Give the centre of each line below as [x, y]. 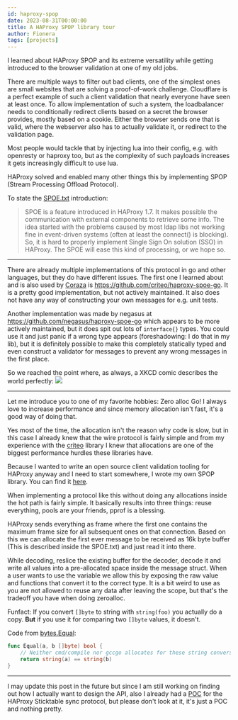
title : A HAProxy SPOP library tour [61, 27]
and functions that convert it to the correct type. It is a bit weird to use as [114, 583]
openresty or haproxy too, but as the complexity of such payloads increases [119, 156]
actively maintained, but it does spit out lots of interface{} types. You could [118, 329]
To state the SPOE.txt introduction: [58, 198]
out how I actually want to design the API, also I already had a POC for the [115, 693]
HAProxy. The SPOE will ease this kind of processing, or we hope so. [125, 249]
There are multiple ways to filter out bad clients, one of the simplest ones [114, 81]
